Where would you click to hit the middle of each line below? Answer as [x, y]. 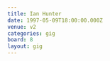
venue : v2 [22, 27]
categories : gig [31, 33]
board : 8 [20, 40]
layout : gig [25, 46]
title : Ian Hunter [34, 14]
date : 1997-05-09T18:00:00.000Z [55, 20]
